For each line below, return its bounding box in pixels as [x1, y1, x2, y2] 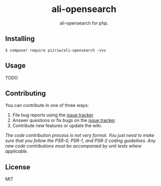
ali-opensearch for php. [59, 20, 108, 26]
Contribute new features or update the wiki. [12, 122, 102, 128]
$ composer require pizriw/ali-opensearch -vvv [5, 47, 106, 53]
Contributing [5, 89, 46, 97]
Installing [5, 34, 35, 43]
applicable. [5, 148, 28, 154]
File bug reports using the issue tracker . [12, 112, 94, 118]
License [5, 162, 30, 171]
